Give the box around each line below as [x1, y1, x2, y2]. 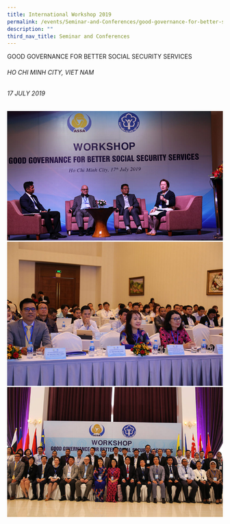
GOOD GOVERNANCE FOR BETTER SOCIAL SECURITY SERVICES [7, 52, 192, 61]
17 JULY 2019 [7, 89, 46, 97]
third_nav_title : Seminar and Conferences [7, 33, 130, 40]
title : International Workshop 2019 [7, 11, 112, 18]
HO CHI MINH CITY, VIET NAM [7, 68, 94, 76]
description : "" [7, 25, 53, 32]
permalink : [7, 18, 38, 25]
